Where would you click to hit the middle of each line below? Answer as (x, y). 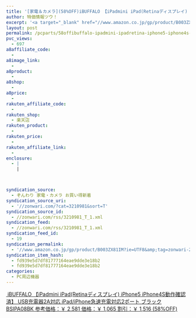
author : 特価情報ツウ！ (32, 17)
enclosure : (19, 158)
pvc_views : (19, 39)
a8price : (17, 93)
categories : (20, 272)
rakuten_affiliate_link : (36, 147)
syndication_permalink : (35, 244)
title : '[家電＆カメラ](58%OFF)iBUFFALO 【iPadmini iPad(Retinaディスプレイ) (97, 11)
